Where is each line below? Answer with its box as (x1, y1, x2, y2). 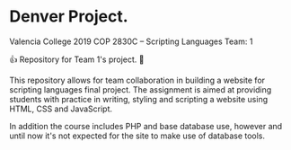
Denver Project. (9, 6, 128, 27)
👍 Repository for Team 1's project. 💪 (9, 54, 145, 65)
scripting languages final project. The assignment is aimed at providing (9, 84, 272, 95)
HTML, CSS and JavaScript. (9, 103, 113, 114)
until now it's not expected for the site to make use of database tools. (9, 130, 266, 141)
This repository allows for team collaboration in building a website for (9, 75, 266, 85)
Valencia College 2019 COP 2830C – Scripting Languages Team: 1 (9, 36, 253, 47)
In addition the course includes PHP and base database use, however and (9, 120, 283, 131)
